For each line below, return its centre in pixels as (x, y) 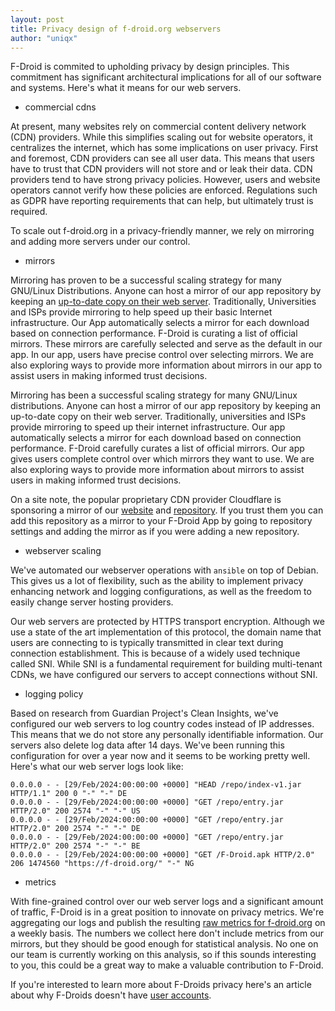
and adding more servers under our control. (100, 242)
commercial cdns (60, 107)
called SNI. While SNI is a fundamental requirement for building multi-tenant (166, 664)
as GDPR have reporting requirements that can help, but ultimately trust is (162, 201)
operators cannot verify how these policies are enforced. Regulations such (164, 190)
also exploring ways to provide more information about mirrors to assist (157, 470)
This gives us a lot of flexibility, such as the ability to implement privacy (157, 581)
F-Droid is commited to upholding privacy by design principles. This (150, 67)
